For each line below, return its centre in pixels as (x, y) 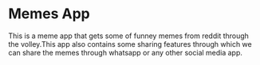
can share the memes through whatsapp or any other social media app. (126, 52)
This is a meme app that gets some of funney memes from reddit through (129, 36)
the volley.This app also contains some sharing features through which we (130, 44)
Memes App (49, 14)
